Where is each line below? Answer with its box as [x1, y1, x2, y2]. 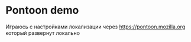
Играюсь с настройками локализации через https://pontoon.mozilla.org [5, 23, 186, 30]
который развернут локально [5, 29, 80, 36]
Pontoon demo [5, 4, 79, 17]
